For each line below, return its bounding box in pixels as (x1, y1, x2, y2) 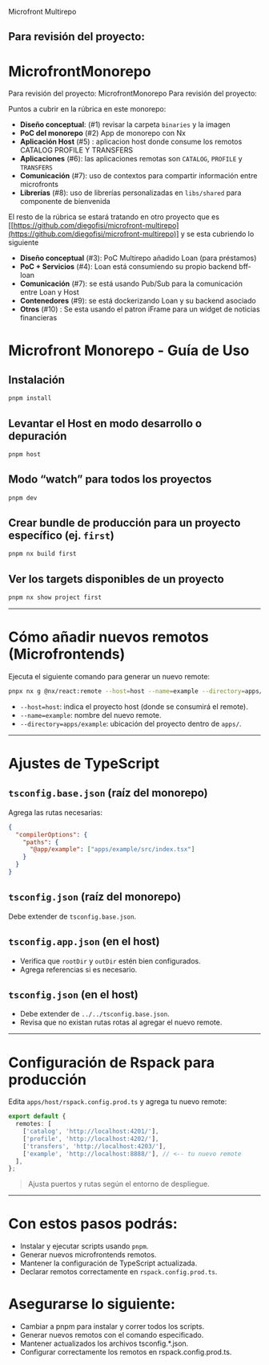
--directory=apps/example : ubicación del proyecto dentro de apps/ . (19, 719, 242, 728)
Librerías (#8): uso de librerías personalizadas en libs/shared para (19, 188, 242, 198)
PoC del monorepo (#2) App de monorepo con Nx (19, 128, 187, 138)
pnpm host (8, 450, 42, 458)
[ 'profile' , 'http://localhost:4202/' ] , (22, 1135, 159, 1143)
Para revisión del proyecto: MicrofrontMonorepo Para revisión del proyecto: (8, 88, 258, 99)
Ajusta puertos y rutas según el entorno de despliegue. (27, 1180, 210, 1189)
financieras (19, 313, 58, 323)
